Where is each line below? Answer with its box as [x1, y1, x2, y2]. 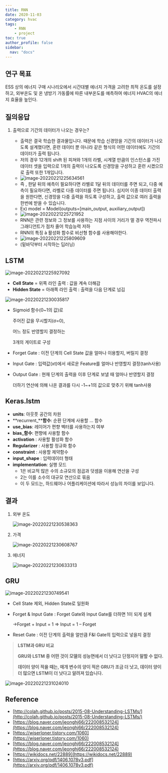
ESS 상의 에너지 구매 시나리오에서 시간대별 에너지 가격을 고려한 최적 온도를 [5, 84, 152, 90]
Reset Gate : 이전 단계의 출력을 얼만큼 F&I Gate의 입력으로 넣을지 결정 [12, 632, 151, 638]
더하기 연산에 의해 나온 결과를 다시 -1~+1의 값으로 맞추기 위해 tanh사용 [12, 382, 152, 388]
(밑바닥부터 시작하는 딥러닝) [20, 241, 75, 247]
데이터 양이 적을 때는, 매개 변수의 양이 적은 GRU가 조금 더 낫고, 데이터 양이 [17, 664, 161, 670]
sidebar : [5, 45, 24, 50]
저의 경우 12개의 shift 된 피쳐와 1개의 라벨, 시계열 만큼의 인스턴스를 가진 [20, 157, 160, 163]
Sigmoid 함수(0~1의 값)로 [12, 306, 64, 313]
